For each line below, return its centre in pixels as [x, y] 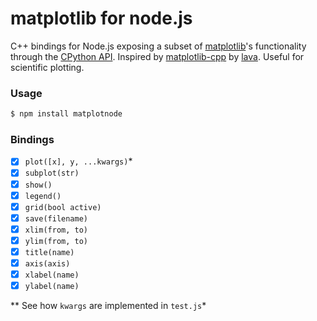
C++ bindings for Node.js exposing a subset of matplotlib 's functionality [158, 46]
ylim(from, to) [56, 241]
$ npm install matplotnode [66, 114]
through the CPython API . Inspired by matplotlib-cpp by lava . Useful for [157, 56]
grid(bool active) [63, 207]
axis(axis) [47, 263]
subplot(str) [52, 173]
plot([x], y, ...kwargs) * [78, 161]
